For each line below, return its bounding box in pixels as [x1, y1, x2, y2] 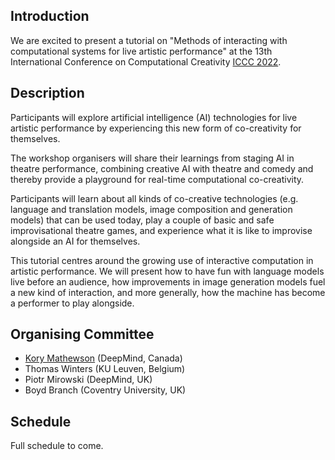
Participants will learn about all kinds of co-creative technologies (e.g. [10, 192, 299, 204]
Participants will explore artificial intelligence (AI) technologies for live [10, 111, 298, 123]
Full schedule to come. [10, 440, 104, 452]
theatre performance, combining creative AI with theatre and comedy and [10, 162, 314, 174]
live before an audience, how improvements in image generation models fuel [10, 275, 326, 288]
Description [10, 85, 85, 102]
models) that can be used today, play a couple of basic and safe [10, 214, 275, 226]
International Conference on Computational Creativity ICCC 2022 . [10, 55, 282, 68]
